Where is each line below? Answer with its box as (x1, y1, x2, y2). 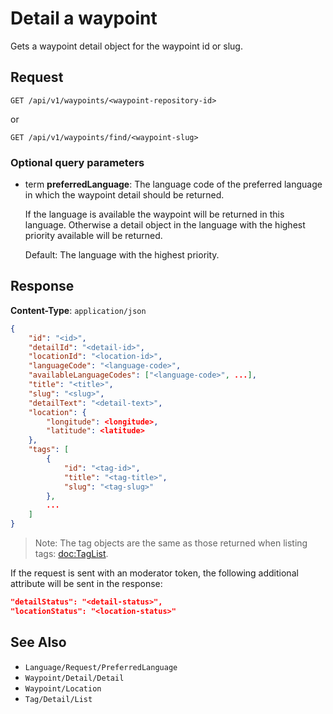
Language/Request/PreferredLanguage (24, 662, 178, 672)
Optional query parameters (10, 155, 145, 169)
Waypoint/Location (24, 683, 102, 694)
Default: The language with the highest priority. (24, 249, 220, 261)
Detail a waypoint (10, 7, 158, 30)
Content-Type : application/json (10, 304, 147, 316)
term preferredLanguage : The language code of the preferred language (24, 178, 323, 191)
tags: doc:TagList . (34, 548, 109, 560)
